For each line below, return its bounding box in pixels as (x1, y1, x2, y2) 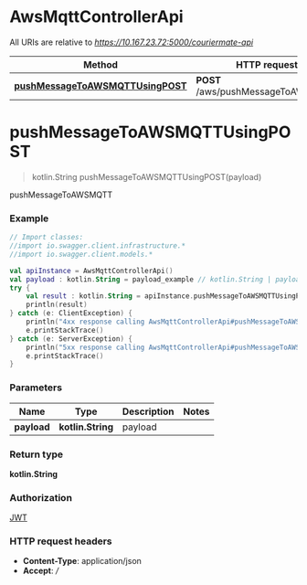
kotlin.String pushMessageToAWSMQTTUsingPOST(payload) (31, 171, 262, 182)
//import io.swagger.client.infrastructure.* (9, 241, 185, 250)
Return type (9, 448, 64, 461)
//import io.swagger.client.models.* (9, 250, 153, 259)
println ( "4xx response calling (26, 317, 145, 326)
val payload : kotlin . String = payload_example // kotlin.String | (9, 274, 272, 284)
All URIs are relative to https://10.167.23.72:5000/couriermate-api (9, 37, 254, 48)
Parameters (9, 381, 62, 394)
